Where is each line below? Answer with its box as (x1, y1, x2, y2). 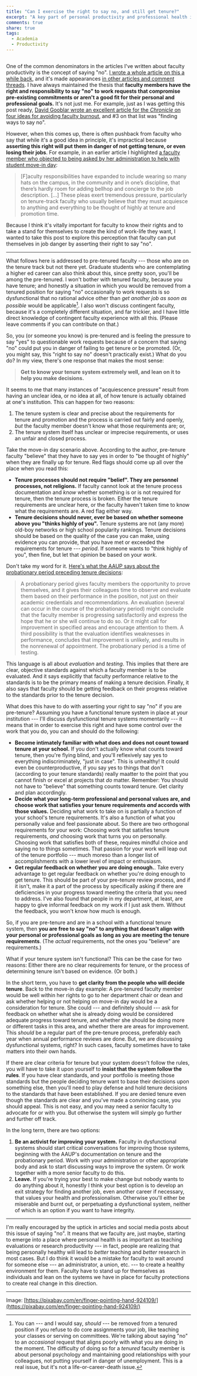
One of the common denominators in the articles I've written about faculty (6, 62, 185, 69)
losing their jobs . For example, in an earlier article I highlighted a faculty (6, 149, 181, 156)
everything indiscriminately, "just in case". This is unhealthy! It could (14, 758, 180, 765)
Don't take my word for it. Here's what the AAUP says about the (6, 562, 160, 570)
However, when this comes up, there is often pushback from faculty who (6, 130, 182, 137)
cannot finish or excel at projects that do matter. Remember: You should (14, 776, 188, 783)
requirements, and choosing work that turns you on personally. (14, 832, 167, 840)
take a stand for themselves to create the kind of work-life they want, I (6, 227, 176, 235)
